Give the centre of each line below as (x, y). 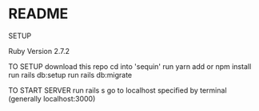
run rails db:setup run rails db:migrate (70, 75)
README (38, 14)
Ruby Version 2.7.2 (39, 51)
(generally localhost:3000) (52, 98)
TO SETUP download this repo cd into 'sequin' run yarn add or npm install (130, 66)
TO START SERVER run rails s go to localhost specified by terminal (118, 90)
